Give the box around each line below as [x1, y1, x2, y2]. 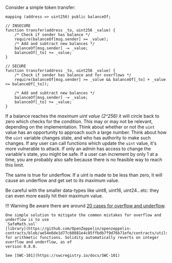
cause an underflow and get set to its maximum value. [5, 177, 120, 184]
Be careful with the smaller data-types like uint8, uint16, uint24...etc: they [5, 187, 159, 193]
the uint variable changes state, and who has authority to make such [5, 135, 151, 140]
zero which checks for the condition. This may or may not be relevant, [5, 118, 153, 125]
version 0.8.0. [5, 244, 38, 249]
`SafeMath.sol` [5, 221, 38, 227]
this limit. [5, 162, 25, 168]
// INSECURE [5, 23, 31, 28]
